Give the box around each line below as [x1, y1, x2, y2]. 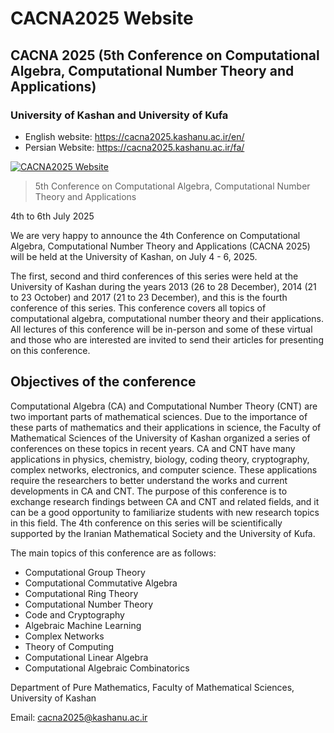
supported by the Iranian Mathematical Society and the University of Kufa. [10, 527, 316, 539]
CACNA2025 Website [10, 7, 194, 30]
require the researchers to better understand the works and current [10, 474, 288, 486]
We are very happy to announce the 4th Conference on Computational [10, 229, 301, 241]
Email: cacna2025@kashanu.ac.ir [10, 711, 148, 723]
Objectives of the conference [10, 373, 197, 391]
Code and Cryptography [24, 608, 125, 621]
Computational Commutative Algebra [24, 577, 178, 589]
